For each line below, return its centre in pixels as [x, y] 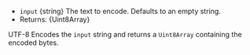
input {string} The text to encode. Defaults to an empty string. [120, 11]
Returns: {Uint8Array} [55, 19]
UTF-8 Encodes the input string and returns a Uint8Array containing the [125, 34]
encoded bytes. [33, 43]
